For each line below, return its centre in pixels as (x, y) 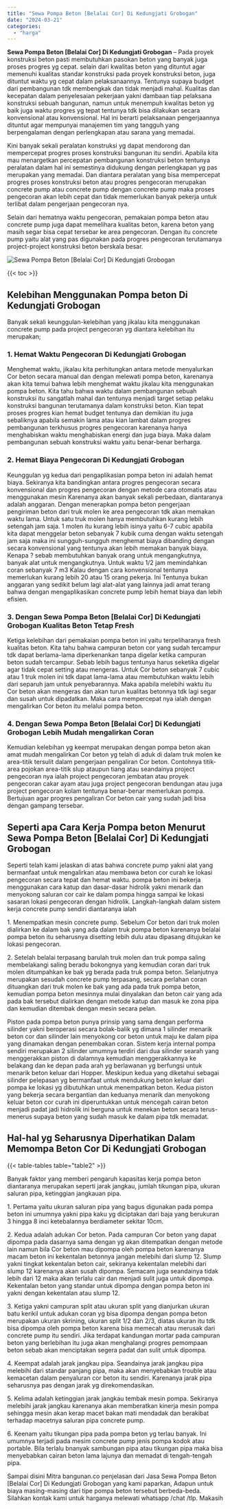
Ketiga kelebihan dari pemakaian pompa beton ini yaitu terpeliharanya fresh (114, 640)
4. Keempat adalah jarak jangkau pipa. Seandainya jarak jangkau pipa (105, 1363)
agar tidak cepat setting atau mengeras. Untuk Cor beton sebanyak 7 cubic (113, 669)
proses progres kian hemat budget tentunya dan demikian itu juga (100, 413)
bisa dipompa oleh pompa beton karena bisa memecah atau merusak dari (111, 1328)
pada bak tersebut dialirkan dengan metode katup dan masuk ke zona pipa (113, 1001)
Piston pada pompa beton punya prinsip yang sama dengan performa (105, 1022)
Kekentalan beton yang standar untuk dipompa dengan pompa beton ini (108, 1285)
